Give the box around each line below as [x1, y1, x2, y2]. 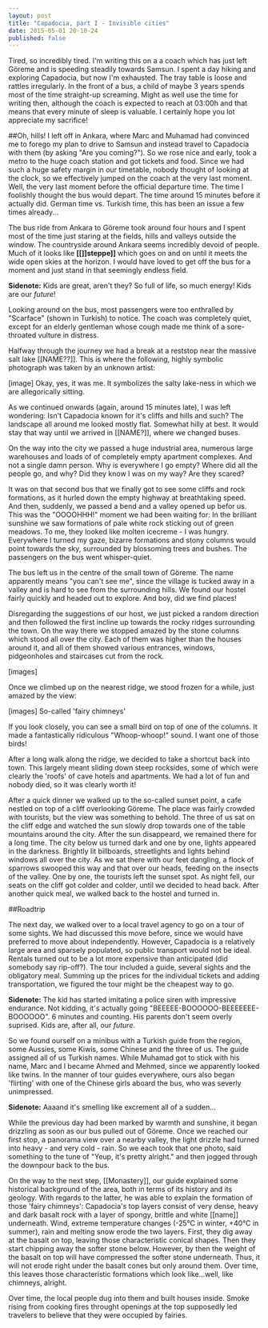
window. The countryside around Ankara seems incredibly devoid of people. [8, 240, 260, 250]
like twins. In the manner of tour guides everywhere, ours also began [8, 1070, 235, 1080]
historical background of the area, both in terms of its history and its [8, 1185, 233, 1194]
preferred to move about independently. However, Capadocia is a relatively [8, 937, 255, 946]
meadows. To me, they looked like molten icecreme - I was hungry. [8, 527, 230, 537]
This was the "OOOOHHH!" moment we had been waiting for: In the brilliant [8, 510, 258, 520]
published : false [8, 34, 66, 42]
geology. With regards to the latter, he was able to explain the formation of [8, 1193, 254, 1202]
